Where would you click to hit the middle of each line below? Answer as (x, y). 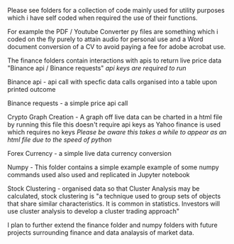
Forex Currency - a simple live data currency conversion (89, 153)
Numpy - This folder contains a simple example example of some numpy (113, 167)
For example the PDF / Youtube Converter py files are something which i (113, 32)
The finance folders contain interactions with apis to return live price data (115, 60)
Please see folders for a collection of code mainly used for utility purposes (116, 10)
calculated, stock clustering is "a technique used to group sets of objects (114, 196)
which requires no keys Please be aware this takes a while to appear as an (117, 132)
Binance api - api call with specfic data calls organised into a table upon (112, 82)
